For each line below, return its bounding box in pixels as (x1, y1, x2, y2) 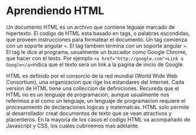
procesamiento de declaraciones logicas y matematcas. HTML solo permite (6, 103, 190, 110)
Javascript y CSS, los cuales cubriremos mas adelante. (6, 122, 139, 129)
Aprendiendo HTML (6, 4, 104, 18)
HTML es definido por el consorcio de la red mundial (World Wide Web (6, 72, 178, 79)
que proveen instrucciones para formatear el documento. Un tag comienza (6, 36, 187, 43)
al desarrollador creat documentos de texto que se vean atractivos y (6, 110, 172, 117)
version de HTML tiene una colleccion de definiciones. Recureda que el (6, 85, 180, 92)
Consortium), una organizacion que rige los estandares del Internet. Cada (6, 78, 184, 86)
